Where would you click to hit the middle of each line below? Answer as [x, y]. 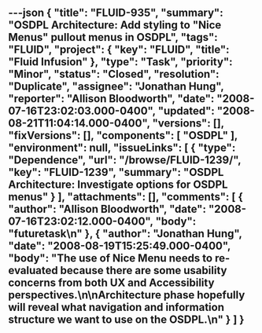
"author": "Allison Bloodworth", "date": [107, 209]
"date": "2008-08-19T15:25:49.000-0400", [119, 246]
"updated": [186, 111]
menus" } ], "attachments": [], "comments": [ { [126, 197]
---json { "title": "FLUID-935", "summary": [116, 13]
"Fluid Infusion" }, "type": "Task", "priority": [120, 62]
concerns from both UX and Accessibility [111, 283]
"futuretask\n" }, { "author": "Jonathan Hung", [125, 234]
